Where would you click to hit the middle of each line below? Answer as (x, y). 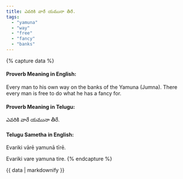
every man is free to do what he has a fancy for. (64, 94)
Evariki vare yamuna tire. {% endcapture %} (59, 159)
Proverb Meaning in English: (41, 74)
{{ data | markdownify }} (35, 170)
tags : (13, 17)
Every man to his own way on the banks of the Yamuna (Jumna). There (92, 87)
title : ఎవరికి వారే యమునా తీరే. (41, 11)
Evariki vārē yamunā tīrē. (36, 147)
